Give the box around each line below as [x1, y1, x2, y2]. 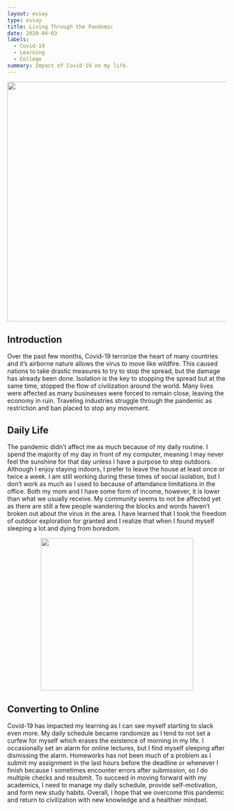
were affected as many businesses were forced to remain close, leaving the [7, 389, 224, 397]
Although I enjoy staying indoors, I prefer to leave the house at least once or [7, 465, 225, 473]
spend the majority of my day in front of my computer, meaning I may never [7, 450, 224, 459]
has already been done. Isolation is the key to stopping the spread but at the [7, 374, 226, 383]
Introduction [7, 334, 63, 346]
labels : [7, 36, 30, 43]
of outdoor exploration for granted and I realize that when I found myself [7, 517, 214, 525]
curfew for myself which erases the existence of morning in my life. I [7, 736, 204, 745]
